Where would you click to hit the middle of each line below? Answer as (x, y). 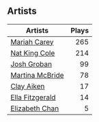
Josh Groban (31, 64)
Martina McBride (37, 75)
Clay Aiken (28, 86)
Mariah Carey (32, 42)
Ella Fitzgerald (33, 97)
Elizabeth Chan (35, 108)
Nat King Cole (33, 52)
